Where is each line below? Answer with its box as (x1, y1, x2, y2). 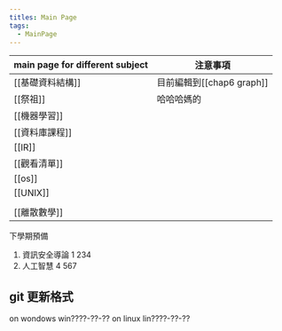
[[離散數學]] (13, 206, 64, 218)
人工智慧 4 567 (21, 261, 77, 272)
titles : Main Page (9, 12, 77, 22)
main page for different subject (13, 59, 149, 71)
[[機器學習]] (13, 110, 64, 122)
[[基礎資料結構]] (13, 76, 82, 89)
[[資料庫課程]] (13, 126, 73, 138)
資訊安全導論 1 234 (21, 249, 91, 260)
